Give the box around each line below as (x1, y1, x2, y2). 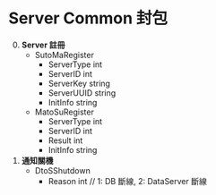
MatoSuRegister (34, 106, 95, 117)
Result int (48, 135, 83, 146)
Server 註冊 (21, 39, 65, 50)
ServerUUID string (48, 87, 117, 98)
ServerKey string (48, 78, 111, 89)
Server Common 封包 (8, 8, 168, 29)
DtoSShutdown (34, 165, 91, 175)
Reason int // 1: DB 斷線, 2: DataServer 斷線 (48, 175, 207, 186)
